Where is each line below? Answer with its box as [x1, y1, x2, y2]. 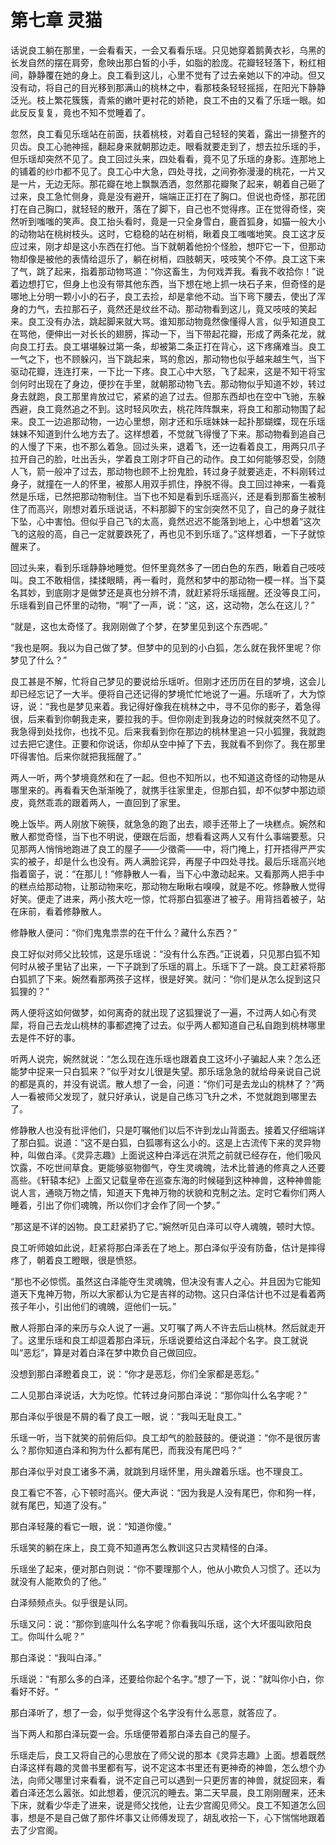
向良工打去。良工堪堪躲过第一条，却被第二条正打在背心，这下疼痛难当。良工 [10, 340, 326, 352]
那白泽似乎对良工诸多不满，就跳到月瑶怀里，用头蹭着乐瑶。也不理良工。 [10, 1465, 308, 1477]
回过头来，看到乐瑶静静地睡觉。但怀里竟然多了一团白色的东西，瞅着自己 [10, 561, 308, 573]
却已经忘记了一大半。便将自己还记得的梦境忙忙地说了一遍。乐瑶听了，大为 [10, 687, 317, 700]
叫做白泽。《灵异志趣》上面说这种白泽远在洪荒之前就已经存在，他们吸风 [27, 1149, 322, 1161]
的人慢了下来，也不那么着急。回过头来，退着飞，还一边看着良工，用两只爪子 [10, 440, 326, 452]
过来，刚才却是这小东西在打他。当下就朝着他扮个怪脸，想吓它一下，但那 [18, 240, 317, 252]
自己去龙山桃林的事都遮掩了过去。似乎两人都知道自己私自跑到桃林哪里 [36, 1019, 326, 1031]
